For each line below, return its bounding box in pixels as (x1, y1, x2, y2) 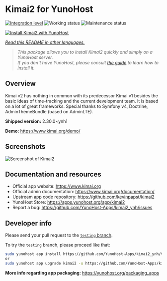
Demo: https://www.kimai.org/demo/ (5, 128, 81, 134)
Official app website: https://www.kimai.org (12, 183, 101, 189)
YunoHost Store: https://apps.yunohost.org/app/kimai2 (12, 199, 125, 205)
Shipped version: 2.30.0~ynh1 (5, 118, 68, 124)
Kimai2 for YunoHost (5, 3, 93, 15)
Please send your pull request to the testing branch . (5, 232, 113, 238)
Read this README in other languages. (5, 39, 85, 45)
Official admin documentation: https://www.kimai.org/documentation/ (12, 189, 155, 195)
